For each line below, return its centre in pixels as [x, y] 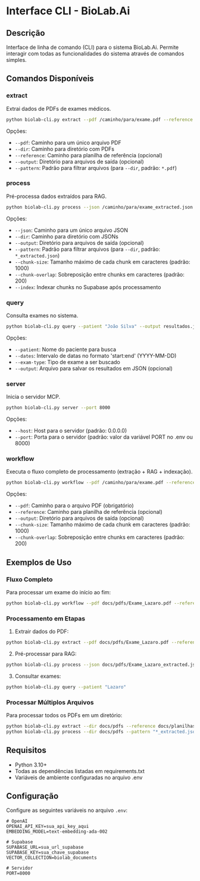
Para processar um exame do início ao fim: [59, 592]
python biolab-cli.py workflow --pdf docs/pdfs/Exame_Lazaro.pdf [89, 603]
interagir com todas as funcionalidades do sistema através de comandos [95, 54]
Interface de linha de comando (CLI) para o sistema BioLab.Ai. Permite [93, 47]
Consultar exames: [38, 676]
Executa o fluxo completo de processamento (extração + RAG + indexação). [99, 471]
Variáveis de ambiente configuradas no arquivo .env [79, 777]
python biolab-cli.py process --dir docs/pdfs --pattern [78, 731]
